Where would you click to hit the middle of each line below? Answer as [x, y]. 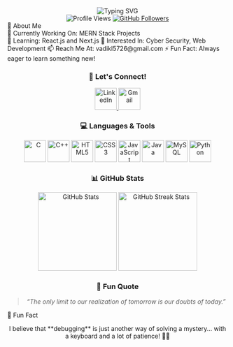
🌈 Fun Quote [118, 286]
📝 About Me [24, 26]
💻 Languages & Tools [118, 126]
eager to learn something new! [51, 58]
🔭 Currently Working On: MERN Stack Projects [74, 33]
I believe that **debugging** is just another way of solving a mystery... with [117, 329]
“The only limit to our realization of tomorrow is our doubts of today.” [126, 302]
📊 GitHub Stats [118, 178]
